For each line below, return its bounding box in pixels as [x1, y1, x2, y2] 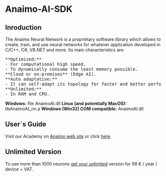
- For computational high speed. [5, 61, 86, 67]
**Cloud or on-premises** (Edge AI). [5, 71, 97, 77]
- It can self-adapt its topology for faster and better [5, 81, 146, 87]
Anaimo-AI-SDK [5, 3, 73, 15]
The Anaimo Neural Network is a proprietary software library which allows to [5, 36, 161, 42]
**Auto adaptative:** [5, 76, 58, 82]
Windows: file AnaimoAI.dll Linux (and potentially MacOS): [5, 101, 127, 106]
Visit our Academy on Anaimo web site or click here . [5, 133, 112, 139]
